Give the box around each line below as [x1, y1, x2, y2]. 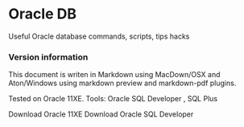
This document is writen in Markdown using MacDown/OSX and [8, 70, 221, 80]
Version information [8, 51, 89, 63]
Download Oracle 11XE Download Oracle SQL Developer [8, 109, 194, 119]
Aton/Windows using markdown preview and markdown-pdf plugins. [8, 78, 237, 88]
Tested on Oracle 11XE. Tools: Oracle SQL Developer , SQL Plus [8, 94, 218, 104]
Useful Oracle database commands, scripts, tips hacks [8, 31, 190, 41]
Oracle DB [8, 5, 77, 23]
